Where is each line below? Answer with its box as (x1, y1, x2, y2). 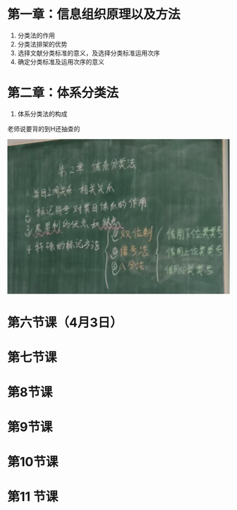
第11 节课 (7, 489, 59, 505)
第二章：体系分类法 (7, 85, 119, 101)
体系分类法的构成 (17, 109, 68, 118)
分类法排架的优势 (17, 40, 68, 48)
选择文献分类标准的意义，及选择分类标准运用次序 (17, 49, 160, 57)
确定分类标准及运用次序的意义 (17, 57, 104, 66)
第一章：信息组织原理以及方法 (7, 6, 181, 23)
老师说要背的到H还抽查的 (7, 124, 80, 133)
